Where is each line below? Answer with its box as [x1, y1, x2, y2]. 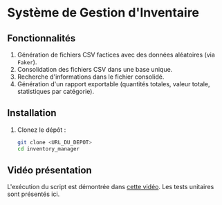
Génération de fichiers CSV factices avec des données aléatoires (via [17, 50, 216, 59]
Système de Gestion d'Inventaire [7, 5, 199, 21]
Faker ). [17, 58, 37, 66]
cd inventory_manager [17, 145, 80, 153]
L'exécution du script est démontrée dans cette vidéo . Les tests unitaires [7, 183, 214, 191]
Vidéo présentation [7, 164, 92, 176]
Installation [7, 107, 57, 119]
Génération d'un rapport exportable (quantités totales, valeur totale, [17, 80, 210, 88]
